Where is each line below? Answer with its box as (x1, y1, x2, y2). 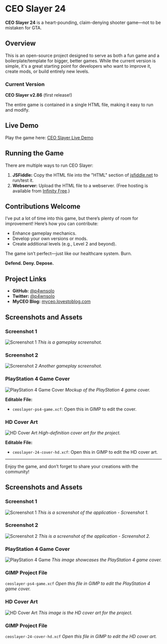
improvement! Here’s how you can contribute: (5, 221, 98, 227)
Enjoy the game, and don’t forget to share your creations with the (5, 463, 138, 469)
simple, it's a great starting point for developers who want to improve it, (5, 63, 152, 69)
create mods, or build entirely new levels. (5, 68, 89, 74)
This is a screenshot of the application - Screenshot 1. (37, 509, 149, 515)
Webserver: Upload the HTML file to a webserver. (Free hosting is (12, 182, 148, 188)
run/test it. (12, 177, 34, 183)
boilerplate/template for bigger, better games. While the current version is (5, 58, 156, 64)
